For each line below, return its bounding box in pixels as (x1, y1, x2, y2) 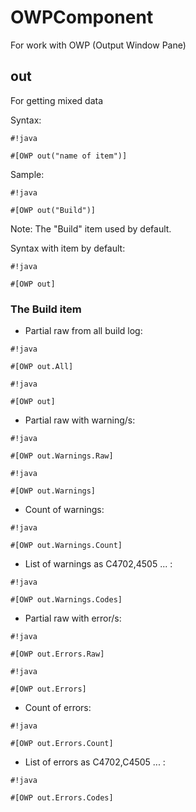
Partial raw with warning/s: (24, 414, 136, 426)
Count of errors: (24, 702, 92, 714)
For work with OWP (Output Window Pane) (10, 39, 187, 51)
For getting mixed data (10, 94, 104, 106)
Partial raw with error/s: (24, 612, 122, 625)
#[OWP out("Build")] (10, 205, 97, 215)
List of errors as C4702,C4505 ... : (24, 756, 166, 768)
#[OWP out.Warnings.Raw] (10, 451, 114, 461)
